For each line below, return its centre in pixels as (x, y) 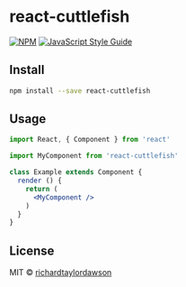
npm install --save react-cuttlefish (80, 91)
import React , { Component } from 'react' (90, 140)
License (32, 250)
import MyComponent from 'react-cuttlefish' (94, 156)
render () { (40, 181)
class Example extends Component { (76, 172)
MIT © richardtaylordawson (61, 273)
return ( (42, 189)
